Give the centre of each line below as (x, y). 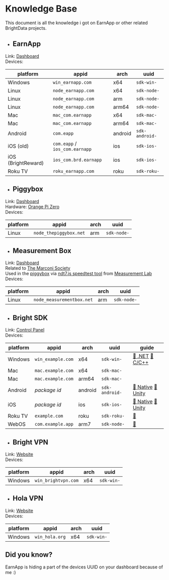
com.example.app (54, 424)
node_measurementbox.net (63, 300)
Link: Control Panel (25, 330)
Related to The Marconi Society (38, 268)
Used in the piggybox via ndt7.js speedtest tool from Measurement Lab (79, 274)
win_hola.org (50, 537)
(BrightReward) (26, 163)
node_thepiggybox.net (59, 233)
